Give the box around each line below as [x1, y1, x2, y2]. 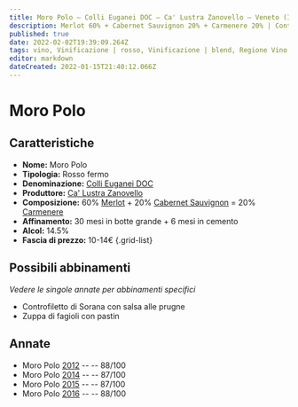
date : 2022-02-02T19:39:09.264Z [9, 37, 129, 47]
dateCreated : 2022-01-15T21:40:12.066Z [9, 63, 157, 72]
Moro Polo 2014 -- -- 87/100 [21, 369, 126, 380]
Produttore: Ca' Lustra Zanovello [21, 187, 144, 198]
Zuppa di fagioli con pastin [21, 310, 120, 321]
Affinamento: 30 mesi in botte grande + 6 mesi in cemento [21, 215, 239, 226]
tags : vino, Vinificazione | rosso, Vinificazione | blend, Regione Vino [9, 46, 288, 55]
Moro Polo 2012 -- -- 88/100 [21, 360, 127, 371]
